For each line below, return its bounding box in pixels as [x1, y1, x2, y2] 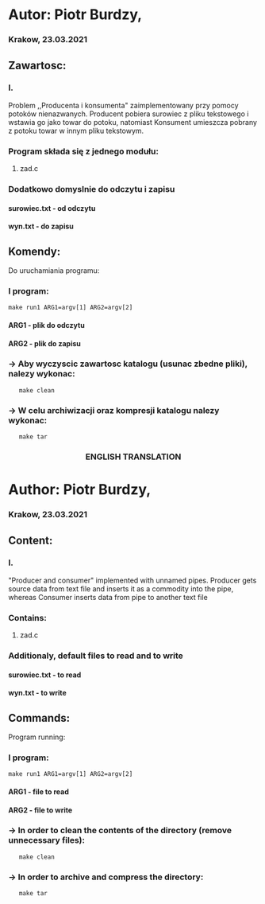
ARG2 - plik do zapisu [8, 338, 82, 348]
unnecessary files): [8, 835, 86, 846]
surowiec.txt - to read [8, 670, 82, 680]
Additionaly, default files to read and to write [8, 650, 184, 661]
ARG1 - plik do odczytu [8, 320, 85, 329]
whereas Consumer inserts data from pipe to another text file [8, 592, 208, 602]
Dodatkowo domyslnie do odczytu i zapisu [8, 184, 175, 195]
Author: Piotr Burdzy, [8, 481, 152, 499]
